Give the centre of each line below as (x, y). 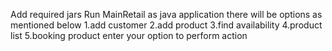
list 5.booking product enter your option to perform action (129, 35)
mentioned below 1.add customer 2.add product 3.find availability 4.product (166, 25)
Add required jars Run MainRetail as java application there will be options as (166, 14)
